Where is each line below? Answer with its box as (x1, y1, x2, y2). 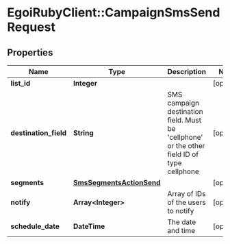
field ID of (167, 149, 199, 159)
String (73, 128, 94, 138)
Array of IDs (167, 189, 206, 198)
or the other (167, 141, 205, 150)
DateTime (73, 221, 105, 231)
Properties (7, 47, 53, 58)
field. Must (167, 115, 202, 125)
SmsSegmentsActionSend (73, 178, 161, 187)
